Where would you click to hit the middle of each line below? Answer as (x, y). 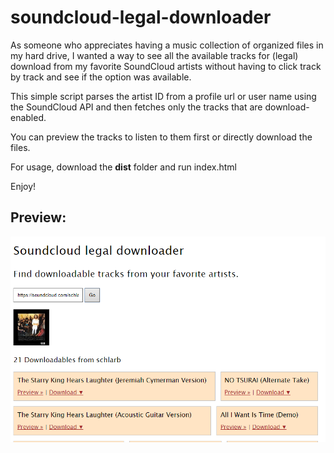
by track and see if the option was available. (101, 77)
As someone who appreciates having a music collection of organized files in (167, 45)
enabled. (28, 117)
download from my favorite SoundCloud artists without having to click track (166, 66)
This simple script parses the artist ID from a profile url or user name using (163, 96)
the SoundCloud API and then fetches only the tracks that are (136, 107)
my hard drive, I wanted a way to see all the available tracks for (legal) (154, 55)
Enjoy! (23, 186)
